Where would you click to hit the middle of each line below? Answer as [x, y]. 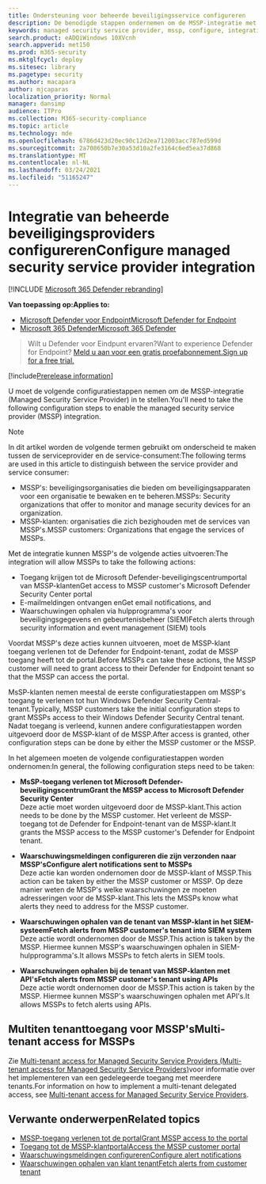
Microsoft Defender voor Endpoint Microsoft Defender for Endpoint [128, 320]
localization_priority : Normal [60, 97]
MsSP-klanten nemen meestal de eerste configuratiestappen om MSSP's [127, 692]
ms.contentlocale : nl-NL [49, 163]
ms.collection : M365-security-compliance [78, 119]
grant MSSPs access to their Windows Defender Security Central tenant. [127, 717]
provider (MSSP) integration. [55, 416]
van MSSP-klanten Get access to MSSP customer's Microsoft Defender [135, 585]
